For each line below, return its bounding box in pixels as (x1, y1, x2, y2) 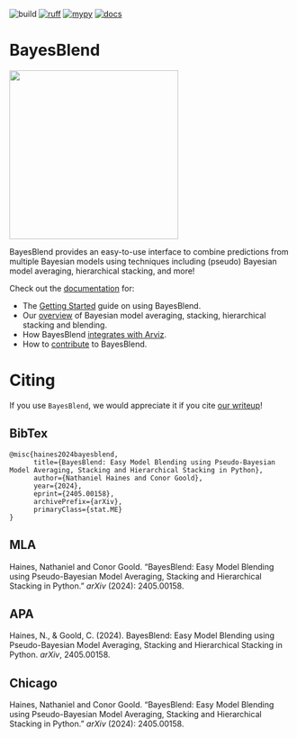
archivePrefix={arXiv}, (32, 497, 123, 506)
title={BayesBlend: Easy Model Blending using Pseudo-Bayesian (32, 457, 276, 467)
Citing (9, 370, 56, 391)
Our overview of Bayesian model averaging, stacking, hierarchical (22, 310, 266, 320)
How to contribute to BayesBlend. (22, 338, 148, 349)
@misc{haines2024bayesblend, (9, 450, 119, 459)
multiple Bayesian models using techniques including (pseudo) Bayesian (9, 256, 277, 266)
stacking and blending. (22, 319, 108, 330)
